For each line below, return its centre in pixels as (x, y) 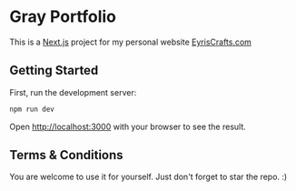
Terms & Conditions (67, 155)
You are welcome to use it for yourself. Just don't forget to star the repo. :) (148, 177)
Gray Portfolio (63, 17)
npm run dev (32, 109)
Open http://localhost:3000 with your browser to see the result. (128, 126)
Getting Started (54, 70)
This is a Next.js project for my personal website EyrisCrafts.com (131, 42)
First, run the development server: (73, 92)
